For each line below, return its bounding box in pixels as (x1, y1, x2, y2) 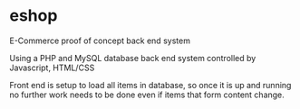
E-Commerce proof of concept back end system (9, 35, 190, 46)
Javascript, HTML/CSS (9, 62, 95, 73)
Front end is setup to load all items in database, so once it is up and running (9, 79, 292, 90)
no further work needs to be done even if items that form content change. (9, 89, 285, 100)
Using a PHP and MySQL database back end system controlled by (9, 52, 256, 63)
